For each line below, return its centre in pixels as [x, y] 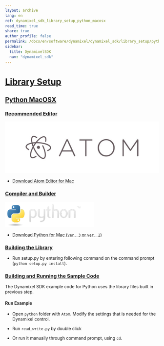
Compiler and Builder [31, 194]
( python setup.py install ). [40, 263]
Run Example [19, 303]
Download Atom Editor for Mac [43, 181]
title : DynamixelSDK [30, 51]
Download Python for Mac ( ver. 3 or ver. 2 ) [57, 235]
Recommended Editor [31, 114]
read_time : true [21, 26]
